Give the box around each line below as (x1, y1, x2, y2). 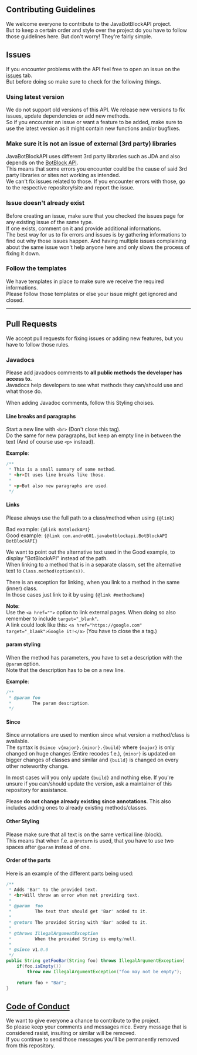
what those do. (6, 388, 42, 395)
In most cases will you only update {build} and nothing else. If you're (6, 774, 174, 781)
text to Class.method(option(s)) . (6, 567, 85, 574)
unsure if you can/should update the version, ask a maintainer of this (6, 780, 172, 787)
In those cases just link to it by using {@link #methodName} (6, 591, 145, 598)
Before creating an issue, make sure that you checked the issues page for (6, 212, 185, 219)
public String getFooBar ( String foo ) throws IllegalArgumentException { (6, 958, 185, 964)
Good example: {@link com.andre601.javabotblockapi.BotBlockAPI (6, 532, 168, 539)
